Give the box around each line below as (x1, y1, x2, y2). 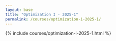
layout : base (5, 7, 33, 12)
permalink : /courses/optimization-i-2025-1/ (5, 16, 101, 21)
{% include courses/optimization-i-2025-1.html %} (5, 30, 111, 36)
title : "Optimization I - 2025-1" (5, 12, 79, 17)
